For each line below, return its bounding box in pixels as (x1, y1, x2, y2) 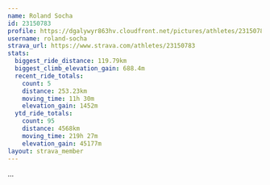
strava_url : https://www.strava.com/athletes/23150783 (7, 42, 196, 50)
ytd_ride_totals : (15, 110, 73, 118)
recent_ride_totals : (15, 72, 84, 80)
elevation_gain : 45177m (22, 139, 102, 148)
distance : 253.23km (22, 86, 88, 95)
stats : (7, 49, 30, 57)
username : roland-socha (7, 34, 88, 43)
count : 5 (22, 79, 52, 87)
